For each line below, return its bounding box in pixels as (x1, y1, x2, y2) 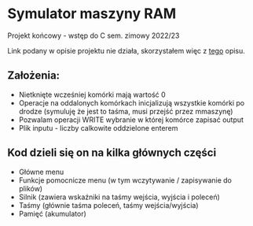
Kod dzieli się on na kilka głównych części (7, 146, 217, 160)
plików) (18, 183, 43, 193)
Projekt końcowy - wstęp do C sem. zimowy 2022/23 (7, 31, 180, 40)
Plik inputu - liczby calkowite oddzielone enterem (18, 123, 178, 132)
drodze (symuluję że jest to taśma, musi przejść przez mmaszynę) (18, 106, 233, 116)
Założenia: (7, 69, 60, 83)
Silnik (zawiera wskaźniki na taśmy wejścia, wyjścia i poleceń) (18, 192, 221, 202)
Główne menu (18, 167, 64, 176)
